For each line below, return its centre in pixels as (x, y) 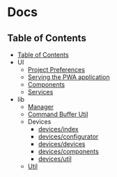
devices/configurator (68, 136)
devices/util (55, 159)
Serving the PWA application (69, 77)
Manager (41, 107)
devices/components (68, 151)
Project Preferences (56, 70)
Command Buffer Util (58, 114)
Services (40, 92)
